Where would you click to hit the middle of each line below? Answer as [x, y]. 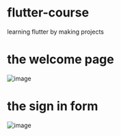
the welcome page [60, 59]
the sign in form [53, 106]
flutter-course [48, 13]
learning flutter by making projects [56, 32]
